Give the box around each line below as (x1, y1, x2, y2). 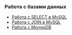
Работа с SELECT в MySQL (11, 14, 67, 20)
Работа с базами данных (4, 3, 67, 10)
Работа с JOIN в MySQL (11, 19, 61, 25)
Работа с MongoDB (11, 24, 52, 30)
